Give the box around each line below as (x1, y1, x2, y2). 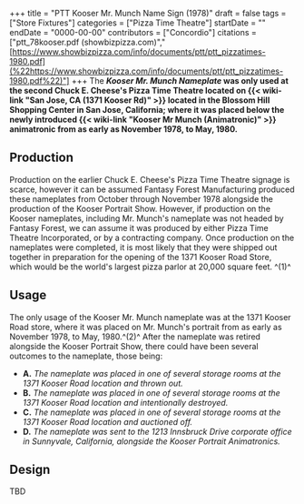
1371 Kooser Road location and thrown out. (22, 378, 183, 388)
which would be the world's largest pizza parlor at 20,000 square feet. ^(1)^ (9, 261, 292, 272)
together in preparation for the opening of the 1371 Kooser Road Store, (9, 251, 272, 262)
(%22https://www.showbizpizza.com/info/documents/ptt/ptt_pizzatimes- (9, 66, 284, 76)
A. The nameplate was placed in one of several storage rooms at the (22, 368, 281, 378)
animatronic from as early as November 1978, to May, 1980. (9, 124, 238, 135)
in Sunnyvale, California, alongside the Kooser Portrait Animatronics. (22, 436, 281, 447)
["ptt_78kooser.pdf (9, 36, 80, 47)
